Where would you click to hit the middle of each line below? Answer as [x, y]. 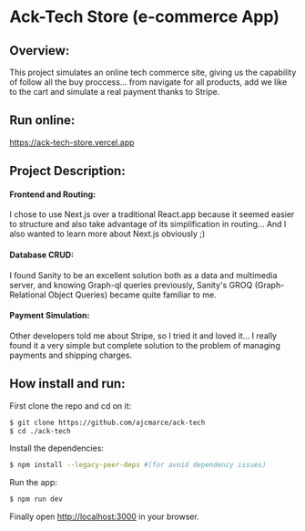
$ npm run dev [36, 499]
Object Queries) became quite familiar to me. [132, 295]
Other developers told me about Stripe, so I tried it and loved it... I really [143, 336]
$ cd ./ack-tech [40, 431]
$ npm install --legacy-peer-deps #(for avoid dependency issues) [138, 465]
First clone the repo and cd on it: [71, 406]
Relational [28, 295]
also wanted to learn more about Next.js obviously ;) [107, 234]
